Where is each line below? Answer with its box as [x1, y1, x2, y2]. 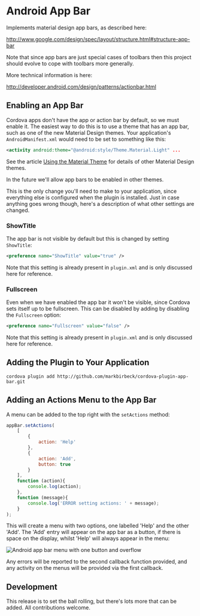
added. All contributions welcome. [6, 604, 91, 611]
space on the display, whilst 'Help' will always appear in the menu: [6, 535, 169, 542]
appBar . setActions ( [6, 422, 55, 429]
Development [6, 582, 58, 592]
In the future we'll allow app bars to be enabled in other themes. [6, 175, 164, 183]
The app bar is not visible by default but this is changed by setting [6, 235, 169, 242]
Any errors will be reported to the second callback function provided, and [6, 558, 187, 565]
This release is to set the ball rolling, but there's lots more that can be [6, 597, 177, 605]
